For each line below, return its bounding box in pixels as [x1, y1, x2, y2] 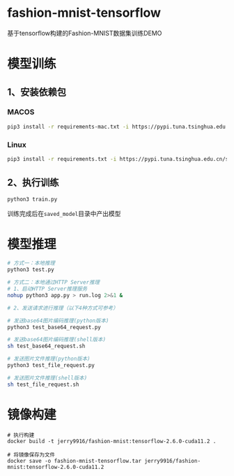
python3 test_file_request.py [7, 362, 95, 369]
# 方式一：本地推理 [7, 260, 56, 267]
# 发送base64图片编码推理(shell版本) [7, 336, 107, 343]
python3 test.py [7, 266, 54, 273]
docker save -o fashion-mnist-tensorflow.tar [7, 457, 141, 464]
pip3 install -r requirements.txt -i [7, 155, 117, 162]
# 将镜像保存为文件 [7, 451, 56, 459]
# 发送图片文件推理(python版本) [7, 355, 91, 363]
